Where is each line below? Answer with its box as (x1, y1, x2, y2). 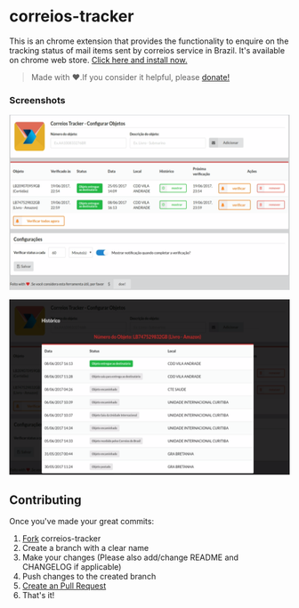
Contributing (9, 492, 82, 507)
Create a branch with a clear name (21, 543, 149, 554)
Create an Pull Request (21, 580, 107, 591)
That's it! (21, 590, 55, 601)
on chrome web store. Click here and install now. (9, 54, 188, 65)
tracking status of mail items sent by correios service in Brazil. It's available (9, 45, 286, 55)
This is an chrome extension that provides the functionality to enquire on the (9, 36, 289, 46)
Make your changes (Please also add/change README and (21, 552, 238, 563)
